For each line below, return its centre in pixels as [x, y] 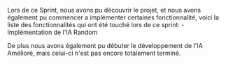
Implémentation [30, 32]
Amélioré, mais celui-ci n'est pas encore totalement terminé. [94, 53]
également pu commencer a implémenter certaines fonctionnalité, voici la [113, 17]
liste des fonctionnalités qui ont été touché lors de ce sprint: [94, 25]
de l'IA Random [76, 32]
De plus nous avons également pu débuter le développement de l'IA [105, 46]
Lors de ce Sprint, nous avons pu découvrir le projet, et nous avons [104, 10]
